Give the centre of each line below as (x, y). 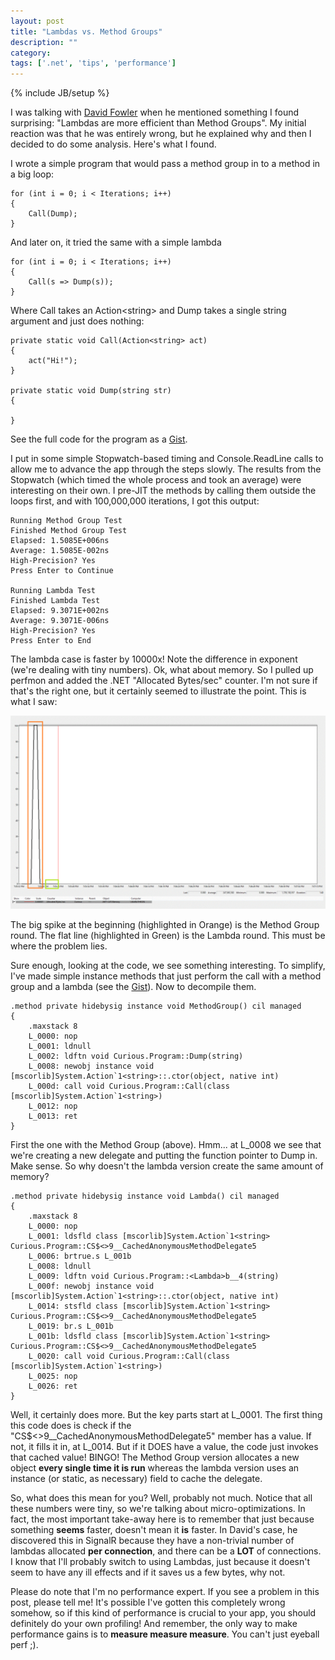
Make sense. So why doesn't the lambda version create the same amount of (167, 1166)
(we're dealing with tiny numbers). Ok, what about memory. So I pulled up (162, 670)
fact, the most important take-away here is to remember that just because (162, 1519)
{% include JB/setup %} (60, 93)
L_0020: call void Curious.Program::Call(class (129, 1356)
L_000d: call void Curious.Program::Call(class (129, 1086)
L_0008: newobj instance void (91, 1066)
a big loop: (32, 174)
